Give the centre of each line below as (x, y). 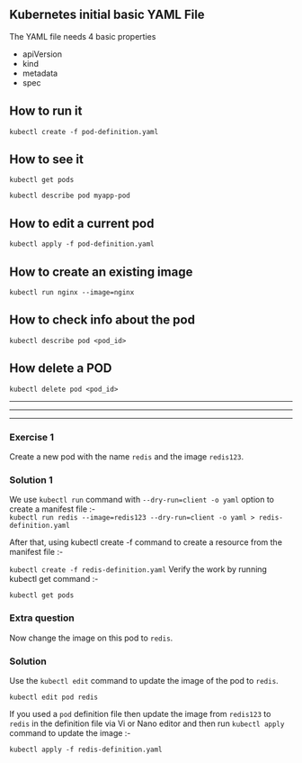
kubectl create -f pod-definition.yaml (84, 132)
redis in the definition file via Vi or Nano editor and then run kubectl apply (147, 723)
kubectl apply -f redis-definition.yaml (86, 749)
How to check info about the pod (102, 320)
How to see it (46, 160)
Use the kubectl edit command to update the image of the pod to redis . (144, 680)
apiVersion (42, 54)
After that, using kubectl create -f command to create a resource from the (146, 542)
